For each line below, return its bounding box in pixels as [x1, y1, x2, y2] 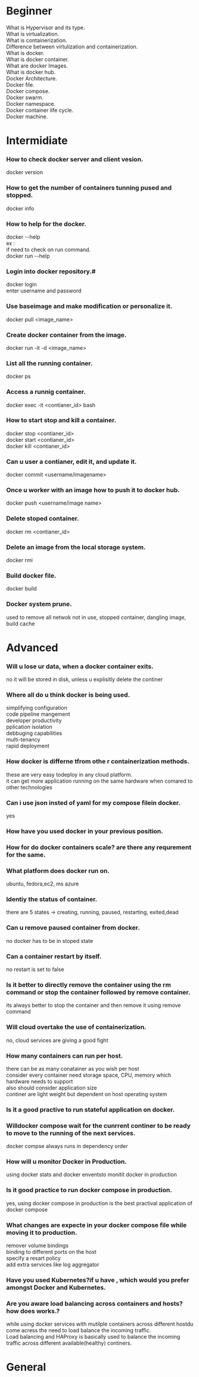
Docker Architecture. [6, 75, 58, 82]
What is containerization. [6, 36, 67, 44]
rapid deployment [6, 743, 49, 750]
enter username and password [6, 287, 82, 294]
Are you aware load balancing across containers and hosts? [6, 1299, 183, 1308]
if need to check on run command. [6, 246, 91, 254]
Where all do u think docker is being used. [6, 691, 130, 699]
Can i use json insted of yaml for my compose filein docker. [6, 798, 181, 807]
